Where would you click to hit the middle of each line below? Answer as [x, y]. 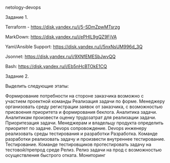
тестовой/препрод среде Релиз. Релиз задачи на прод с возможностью [83, 150]
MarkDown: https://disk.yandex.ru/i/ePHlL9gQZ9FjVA [61, 37]
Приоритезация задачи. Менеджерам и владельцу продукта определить [84, 123]
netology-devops [23, 7]
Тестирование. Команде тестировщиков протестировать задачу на [78, 144]
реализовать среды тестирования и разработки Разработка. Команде [81, 134]
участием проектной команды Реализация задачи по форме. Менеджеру [85, 101]
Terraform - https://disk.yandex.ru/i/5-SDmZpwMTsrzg [63, 27]
